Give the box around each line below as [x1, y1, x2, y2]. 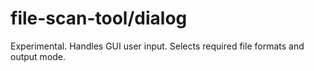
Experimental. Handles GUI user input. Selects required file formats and [10, 40, 305, 52]
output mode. [10, 50, 67, 62]
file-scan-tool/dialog [10, 7, 188, 30]
